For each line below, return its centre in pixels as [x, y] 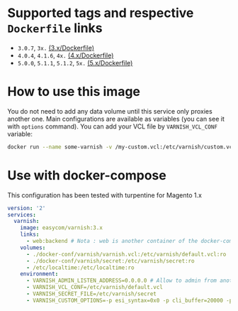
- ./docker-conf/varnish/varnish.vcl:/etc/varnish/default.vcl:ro [126, 254]
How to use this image [74, 92]
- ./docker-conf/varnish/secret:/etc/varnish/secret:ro [110, 261]
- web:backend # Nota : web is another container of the [112, 241]
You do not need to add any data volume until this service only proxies [110, 111]
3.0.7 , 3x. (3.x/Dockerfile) [56, 48]
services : [22, 214]
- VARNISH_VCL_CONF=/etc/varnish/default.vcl [94, 288]
